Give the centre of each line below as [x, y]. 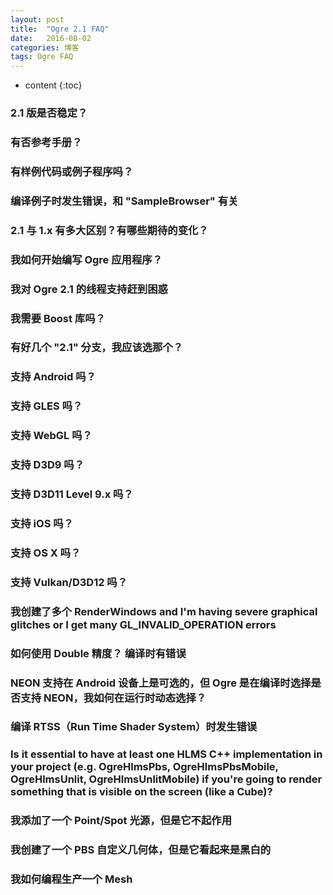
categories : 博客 [45, 47]
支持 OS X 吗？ [46, 553]
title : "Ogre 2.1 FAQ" [60, 29]
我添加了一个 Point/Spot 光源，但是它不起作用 [121, 821]
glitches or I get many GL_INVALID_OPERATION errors [143, 624]
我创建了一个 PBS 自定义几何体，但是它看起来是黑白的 [141, 850]
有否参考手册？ [46, 142]
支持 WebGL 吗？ [51, 436]
